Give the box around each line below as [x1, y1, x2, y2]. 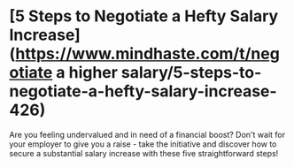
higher [68, 63, 118, 83]
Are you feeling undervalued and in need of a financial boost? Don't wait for [9, 129, 286, 140]
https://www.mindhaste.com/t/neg [15, 44, 281, 64]
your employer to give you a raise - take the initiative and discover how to [9, 139, 277, 149]
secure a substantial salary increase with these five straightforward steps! [9, 148, 279, 158]
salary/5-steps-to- [120, 63, 262, 83]
